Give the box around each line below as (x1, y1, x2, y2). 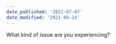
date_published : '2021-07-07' (6, 8, 83, 15)
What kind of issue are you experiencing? (6, 31, 111, 38)
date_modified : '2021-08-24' (6, 14, 80, 20)
